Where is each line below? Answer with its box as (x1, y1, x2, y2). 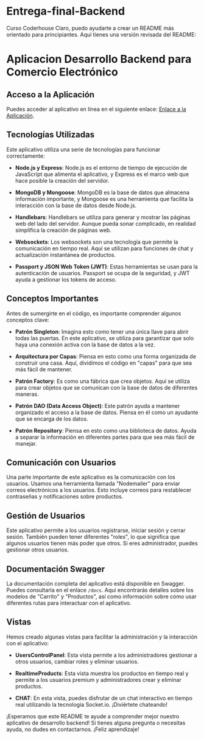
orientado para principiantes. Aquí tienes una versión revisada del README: (6, 30, 197, 38)
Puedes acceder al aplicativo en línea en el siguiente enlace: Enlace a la (6, 105, 187, 113)
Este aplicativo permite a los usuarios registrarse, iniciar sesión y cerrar (6, 527, 186, 534)
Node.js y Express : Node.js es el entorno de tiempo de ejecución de (15, 164, 188, 171)
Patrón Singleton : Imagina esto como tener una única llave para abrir (15, 327, 189, 335)
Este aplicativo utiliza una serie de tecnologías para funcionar (6, 145, 161, 153)
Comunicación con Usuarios (6, 457, 116, 468)
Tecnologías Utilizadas (6, 130, 95, 140)
